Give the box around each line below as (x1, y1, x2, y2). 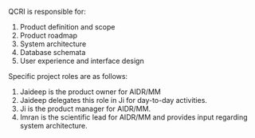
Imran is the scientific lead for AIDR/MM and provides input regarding (19, 112, 248, 122)
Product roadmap (19, 31, 78, 40)
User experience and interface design (19, 56, 145, 65)
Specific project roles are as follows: (8, 72, 128, 81)
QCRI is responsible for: (8, 7, 86, 16)
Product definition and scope (19, 22, 116, 31)
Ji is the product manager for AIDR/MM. (19, 104, 151, 113)
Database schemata (19, 48, 86, 57)
